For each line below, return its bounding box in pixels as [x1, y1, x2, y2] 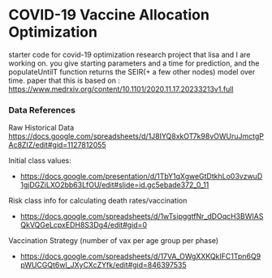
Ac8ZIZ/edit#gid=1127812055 [8, 140, 107, 150]
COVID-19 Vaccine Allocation [8, 6, 209, 24]
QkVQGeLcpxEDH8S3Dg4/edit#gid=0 [19, 220, 148, 230]
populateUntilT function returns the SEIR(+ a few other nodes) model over [8, 66, 256, 76]
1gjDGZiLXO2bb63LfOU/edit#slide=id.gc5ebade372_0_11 [19, 180, 209, 190]
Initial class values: [8, 156, 71, 165]
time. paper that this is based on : [8, 75, 120, 85]
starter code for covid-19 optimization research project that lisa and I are [8, 49, 251, 59]
